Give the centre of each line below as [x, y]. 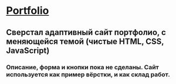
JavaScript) [28, 50]
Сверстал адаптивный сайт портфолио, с [86, 32]
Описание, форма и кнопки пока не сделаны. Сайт [83, 67]
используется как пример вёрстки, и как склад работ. [88, 74]
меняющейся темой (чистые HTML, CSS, [85, 41]
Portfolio [28, 11]
